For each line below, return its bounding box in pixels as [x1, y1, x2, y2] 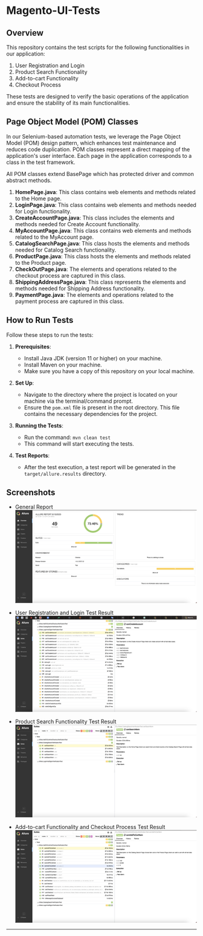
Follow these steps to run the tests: [6, 331, 94, 339]
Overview [6, 28, 44, 38]
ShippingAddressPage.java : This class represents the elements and [14, 278, 186, 285]
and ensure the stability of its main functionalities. [6, 99, 130, 106]
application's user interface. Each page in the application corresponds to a [6, 152, 192, 159]
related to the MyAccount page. [14, 233, 94, 241]
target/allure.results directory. [24, 470, 107, 477]
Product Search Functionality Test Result [14, 718, 117, 726]
